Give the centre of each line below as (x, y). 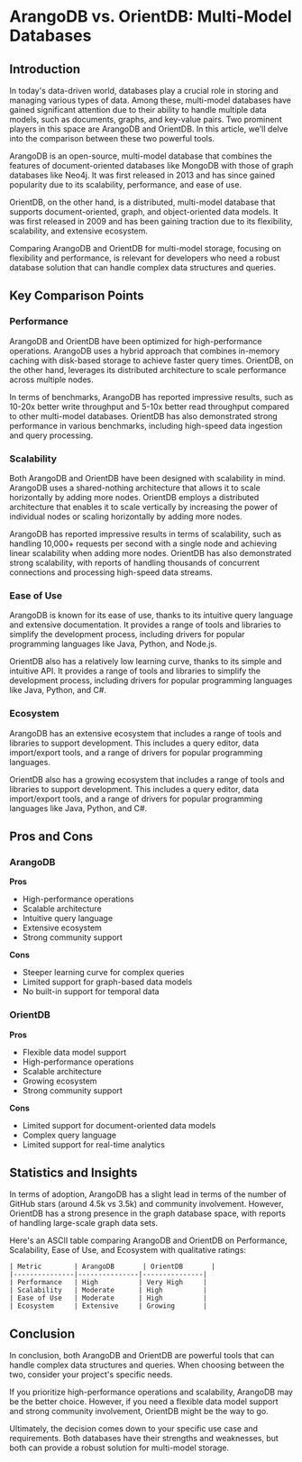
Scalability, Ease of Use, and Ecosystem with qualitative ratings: (128, 1250)
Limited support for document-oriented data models (119, 1125)
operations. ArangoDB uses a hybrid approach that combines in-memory (145, 351)
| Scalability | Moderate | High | (108, 1291)
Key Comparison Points (77, 296)
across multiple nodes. (52, 379)
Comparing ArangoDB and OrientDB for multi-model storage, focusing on (146, 248)
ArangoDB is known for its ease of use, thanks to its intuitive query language (151, 616)
